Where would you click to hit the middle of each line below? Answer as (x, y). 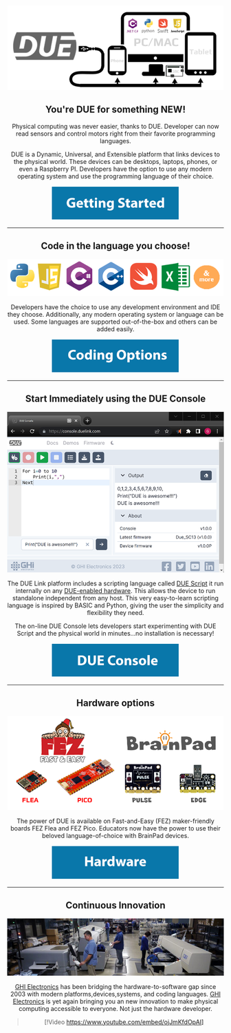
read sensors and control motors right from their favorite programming (115, 134)
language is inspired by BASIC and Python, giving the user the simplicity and (115, 605)
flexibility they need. (115, 612)
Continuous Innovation (115, 905)
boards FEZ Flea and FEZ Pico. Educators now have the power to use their (115, 828)
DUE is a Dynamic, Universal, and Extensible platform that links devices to (115, 154)
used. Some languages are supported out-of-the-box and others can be (115, 322)
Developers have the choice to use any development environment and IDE (115, 307)
